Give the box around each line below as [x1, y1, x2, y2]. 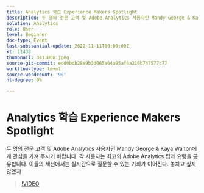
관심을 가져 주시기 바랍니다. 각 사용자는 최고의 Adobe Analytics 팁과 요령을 [12, 153, 192, 160]
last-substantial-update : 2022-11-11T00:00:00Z [6, 43, 130, 49]
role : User [6, 26, 34, 32]
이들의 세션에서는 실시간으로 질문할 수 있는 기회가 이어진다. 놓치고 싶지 [29, 160, 197, 168]
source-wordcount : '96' [6, 71, 67, 78]
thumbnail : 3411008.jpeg [6, 54, 69, 60]
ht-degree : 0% [6, 77, 43, 83]
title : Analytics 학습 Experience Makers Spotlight [6, 9, 138, 15]
